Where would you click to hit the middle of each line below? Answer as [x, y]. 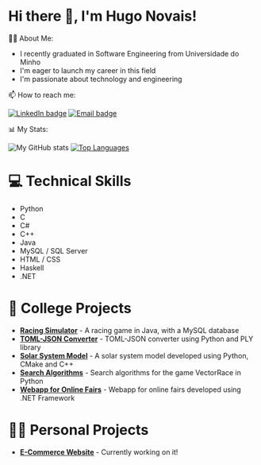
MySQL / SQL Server [54, 250]
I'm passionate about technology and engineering [101, 79]
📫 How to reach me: [42, 95]
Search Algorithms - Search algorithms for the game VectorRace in [130, 372]
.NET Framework [47, 397]
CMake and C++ [46, 364]
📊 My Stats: [28, 129]
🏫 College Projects [70, 308]
